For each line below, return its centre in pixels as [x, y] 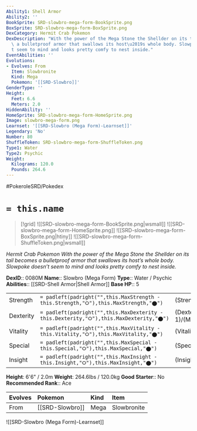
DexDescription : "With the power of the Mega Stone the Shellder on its [97, 39]
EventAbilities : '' [30, 55]
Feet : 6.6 [23, 99]
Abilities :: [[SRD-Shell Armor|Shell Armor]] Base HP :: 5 [73, 284]
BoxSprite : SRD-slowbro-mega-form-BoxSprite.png [67, 28]
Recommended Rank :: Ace [39, 383]
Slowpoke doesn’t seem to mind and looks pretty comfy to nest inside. [91, 266]
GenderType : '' [25, 88]
